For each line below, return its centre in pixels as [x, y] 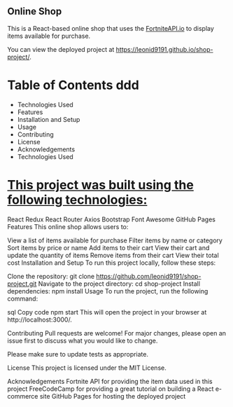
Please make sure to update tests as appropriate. [78, 354]
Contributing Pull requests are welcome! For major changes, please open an [116, 333]
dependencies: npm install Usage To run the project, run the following [108, 291]
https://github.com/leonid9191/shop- [149, 276]
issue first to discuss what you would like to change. [83, 340]
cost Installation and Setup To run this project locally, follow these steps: [112, 263]
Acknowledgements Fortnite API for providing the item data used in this [110, 381]
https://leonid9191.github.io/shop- [164, 49]
